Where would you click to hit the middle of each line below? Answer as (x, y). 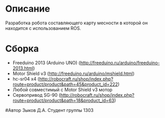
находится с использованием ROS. (43, 28)
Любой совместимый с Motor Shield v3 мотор (62, 90)
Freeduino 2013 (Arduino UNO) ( (46, 63)
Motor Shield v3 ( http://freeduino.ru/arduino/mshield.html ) (73, 73)
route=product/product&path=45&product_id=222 (65, 84)
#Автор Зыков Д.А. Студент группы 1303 (49, 110)
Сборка (22, 49)
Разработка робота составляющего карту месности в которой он (77, 23)
